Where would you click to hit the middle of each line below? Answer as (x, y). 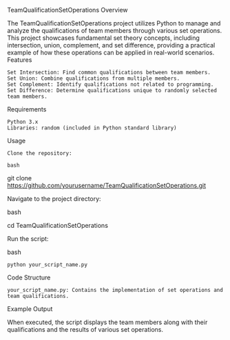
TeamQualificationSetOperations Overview (68, 10)
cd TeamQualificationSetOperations (58, 225)
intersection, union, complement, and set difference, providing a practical (111, 45)
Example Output (30, 309)
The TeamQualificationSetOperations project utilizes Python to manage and (114, 23)
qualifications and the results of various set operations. (85, 329)
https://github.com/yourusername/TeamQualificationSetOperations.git (107, 185)
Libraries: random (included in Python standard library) (92, 128)
